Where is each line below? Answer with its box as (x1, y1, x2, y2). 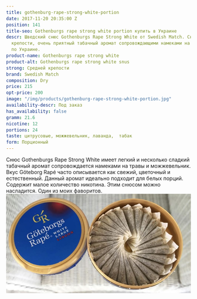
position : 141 (6, 22, 41, 28)
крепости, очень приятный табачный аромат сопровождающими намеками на (11, 40, 191, 46)
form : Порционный (6, 140, 49, 145)
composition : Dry (6, 77, 49, 83)
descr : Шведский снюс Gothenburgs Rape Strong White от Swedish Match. (6, 34, 185, 40)
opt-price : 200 (6, 90, 43, 96)
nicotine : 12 (6, 121, 38, 127)
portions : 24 (6, 127, 38, 133)
